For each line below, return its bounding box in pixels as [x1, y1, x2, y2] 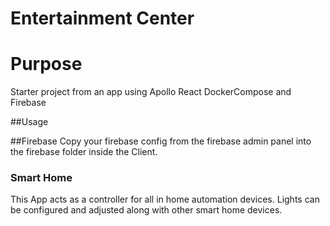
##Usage [10, 116, 49, 128]
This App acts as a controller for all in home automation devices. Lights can [10, 193, 320, 206]
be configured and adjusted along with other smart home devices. [10, 204, 283, 216]
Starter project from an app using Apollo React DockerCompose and [10, 86, 292, 98]
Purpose [10, 53, 83, 76]
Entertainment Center [10, 7, 195, 30]
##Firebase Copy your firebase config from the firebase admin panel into [10, 135, 312, 147]
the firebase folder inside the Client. [10, 146, 158, 158]
